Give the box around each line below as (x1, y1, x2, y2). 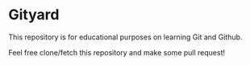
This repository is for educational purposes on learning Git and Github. (8, 32, 243, 42)
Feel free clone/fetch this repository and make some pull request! (8, 47, 226, 57)
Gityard (8, 6, 60, 24)
